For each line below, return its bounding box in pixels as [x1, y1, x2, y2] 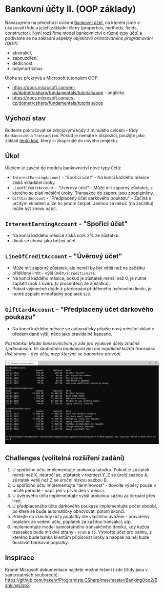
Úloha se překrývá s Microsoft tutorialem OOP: [5, 75, 99, 81]
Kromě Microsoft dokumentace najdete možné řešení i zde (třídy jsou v [5, 567, 148, 572]
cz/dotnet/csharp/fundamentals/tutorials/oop [12, 100, 103, 106]
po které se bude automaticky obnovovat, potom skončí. [12, 508, 125, 514]
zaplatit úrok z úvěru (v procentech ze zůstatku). [12, 280, 110, 287]
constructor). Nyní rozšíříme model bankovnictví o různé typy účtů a [5, 30, 143, 36]
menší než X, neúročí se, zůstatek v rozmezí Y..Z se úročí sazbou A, [12, 472, 149, 478]
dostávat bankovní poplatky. [12, 539, 69, 545]
